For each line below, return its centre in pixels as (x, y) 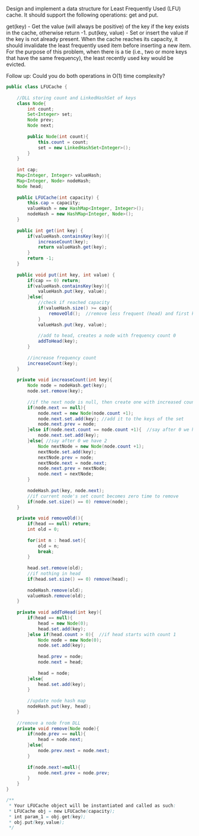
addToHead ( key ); (58, 342)
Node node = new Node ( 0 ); (70, 640)
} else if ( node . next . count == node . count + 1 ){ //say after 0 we (108, 430)
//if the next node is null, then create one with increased (105, 402)
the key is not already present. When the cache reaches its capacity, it (92, 39)
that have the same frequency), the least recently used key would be (90, 58)
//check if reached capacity (74, 303)
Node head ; (30, 186)
